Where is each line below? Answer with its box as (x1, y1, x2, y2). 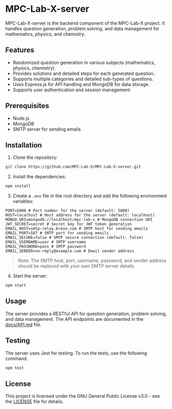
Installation (5, 140, 42, 149)
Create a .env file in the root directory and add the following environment (12, 193, 167, 199)
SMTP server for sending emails (12, 126, 81, 132)
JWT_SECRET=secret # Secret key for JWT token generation (5, 221, 132, 227)
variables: (12, 198, 34, 205)
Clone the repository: (12, 154, 58, 160)
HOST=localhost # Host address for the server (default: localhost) (5, 213, 155, 218)
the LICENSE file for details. (5, 398, 64, 405)
